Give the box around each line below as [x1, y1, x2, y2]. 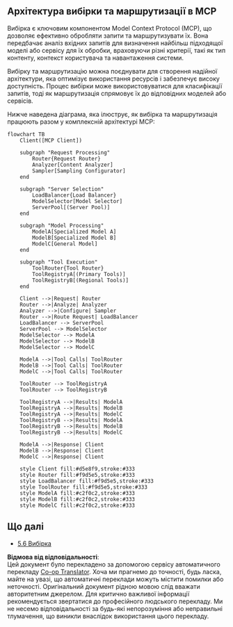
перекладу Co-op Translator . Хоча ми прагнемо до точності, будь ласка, [7, 567, 222, 576]
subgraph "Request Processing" [19, 149, 111, 156]
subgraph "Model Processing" [19, 222, 104, 229]
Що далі [7, 521, 44, 532]
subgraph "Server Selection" [19, 186, 104, 193]
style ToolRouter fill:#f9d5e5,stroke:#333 [19, 483, 148, 491]
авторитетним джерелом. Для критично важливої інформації [7, 589, 190, 598]
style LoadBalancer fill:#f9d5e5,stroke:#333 [19, 478, 154, 484]
